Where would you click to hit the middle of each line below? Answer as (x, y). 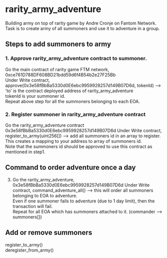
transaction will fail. (32, 206)
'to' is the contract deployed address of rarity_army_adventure (69, 91)
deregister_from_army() (30, 250)
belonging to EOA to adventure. (45, 195)
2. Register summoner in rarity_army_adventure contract (75, 114)
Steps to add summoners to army (58, 44)
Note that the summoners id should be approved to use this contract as (79, 146)
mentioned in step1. (25, 152)
